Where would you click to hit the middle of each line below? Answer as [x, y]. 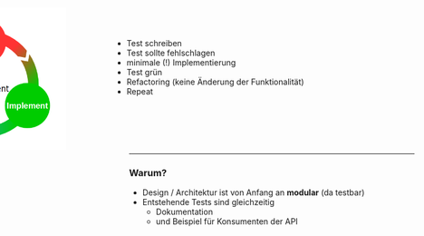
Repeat [140, 91]
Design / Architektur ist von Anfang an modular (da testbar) [253, 192]
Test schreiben [154, 43]
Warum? [148, 172]
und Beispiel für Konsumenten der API [226, 221]
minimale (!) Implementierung [181, 63]
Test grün [145, 72]
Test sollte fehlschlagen [171, 53]
